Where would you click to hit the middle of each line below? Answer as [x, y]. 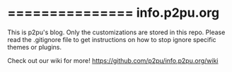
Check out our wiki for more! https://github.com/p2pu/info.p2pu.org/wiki [113, 60]
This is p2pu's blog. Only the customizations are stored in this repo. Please [116, 32]
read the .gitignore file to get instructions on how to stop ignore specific [112, 39]
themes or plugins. [35, 47]
